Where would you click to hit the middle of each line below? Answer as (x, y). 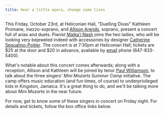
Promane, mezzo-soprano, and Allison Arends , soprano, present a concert (81, 29)
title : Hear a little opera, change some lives (55, 10)
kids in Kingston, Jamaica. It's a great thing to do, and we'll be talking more (82, 86)
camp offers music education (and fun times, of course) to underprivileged (82, 81)
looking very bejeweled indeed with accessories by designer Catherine (78, 40)
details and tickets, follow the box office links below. (58, 106)
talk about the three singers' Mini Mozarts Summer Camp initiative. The (78, 75)
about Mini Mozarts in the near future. (44, 91)
